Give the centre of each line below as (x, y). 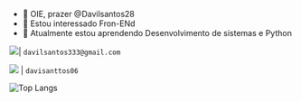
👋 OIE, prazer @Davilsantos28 (79, 14)
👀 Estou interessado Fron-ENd (79, 23)
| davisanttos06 (49, 70)
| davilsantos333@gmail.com (70, 51)
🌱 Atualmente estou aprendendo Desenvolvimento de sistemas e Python (157, 33)
